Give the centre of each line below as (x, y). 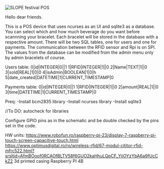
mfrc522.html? (20, 151)
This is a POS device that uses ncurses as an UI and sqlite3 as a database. (80, 26)
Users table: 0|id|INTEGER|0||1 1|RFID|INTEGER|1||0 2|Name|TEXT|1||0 (76, 67)
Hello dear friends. (24, 17)
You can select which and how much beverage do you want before (72, 32)
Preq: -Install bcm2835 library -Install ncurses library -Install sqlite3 (73, 102)
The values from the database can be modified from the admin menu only (79, 52)
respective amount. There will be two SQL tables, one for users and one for (81, 42)
